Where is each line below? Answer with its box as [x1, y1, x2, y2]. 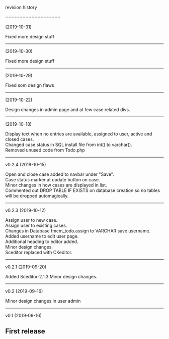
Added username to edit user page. [5, 233, 79, 239]
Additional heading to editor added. [5, 238, 78, 245]
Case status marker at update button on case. [5, 177, 100, 182]
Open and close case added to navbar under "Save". [5, 171, 114, 177]
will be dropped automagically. [5, 193, 69, 199]
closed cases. [5, 136, 34, 142]
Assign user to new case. [5, 217, 58, 223]
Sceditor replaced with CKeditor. [5, 250, 72, 255]
